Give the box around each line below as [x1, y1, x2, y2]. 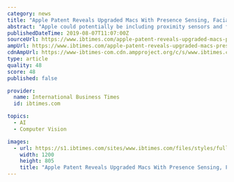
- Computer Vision [13, 126, 68, 133]
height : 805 [19, 158, 54, 165]
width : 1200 [19, 151, 54, 158]
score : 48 [7, 68, 36, 75]
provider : [7, 88, 36, 94]
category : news [7, 10, 52, 17]
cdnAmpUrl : [7, 49, 39, 56]
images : [7, 138, 30, 145]
